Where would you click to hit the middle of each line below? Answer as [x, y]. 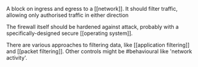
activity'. [17, 58]
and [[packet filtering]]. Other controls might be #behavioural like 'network [99, 51]
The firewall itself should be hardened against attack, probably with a [93, 27]
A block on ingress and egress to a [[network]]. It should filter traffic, [92, 9]
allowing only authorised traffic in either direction [68, 15]
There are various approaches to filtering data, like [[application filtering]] [98, 45]
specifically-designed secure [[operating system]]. [70, 33]
